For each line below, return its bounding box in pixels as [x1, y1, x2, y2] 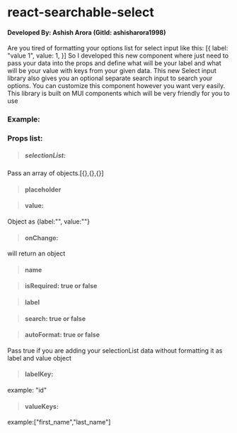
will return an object [7, 249, 66, 258]
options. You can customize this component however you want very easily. [7, 82, 225, 90]
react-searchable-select [7, 4, 154, 21]
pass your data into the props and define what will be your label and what [7, 59, 221, 67]
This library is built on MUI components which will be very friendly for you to [7, 89, 230, 98]
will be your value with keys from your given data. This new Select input [7, 67, 217, 75]
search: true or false [24, 314, 86, 323]
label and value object [7, 353, 72, 362]
